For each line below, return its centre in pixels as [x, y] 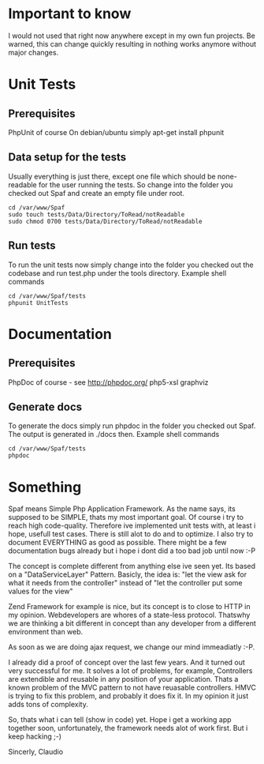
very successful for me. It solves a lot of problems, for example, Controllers [130, 671]
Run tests [32, 246]
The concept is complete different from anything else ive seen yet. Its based [132, 566]
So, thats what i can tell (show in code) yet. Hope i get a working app [120, 720]
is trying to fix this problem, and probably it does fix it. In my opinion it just [128, 696]
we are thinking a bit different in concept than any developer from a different [132, 623]
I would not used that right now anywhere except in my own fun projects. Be [132, 36]
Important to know [70, 14]
